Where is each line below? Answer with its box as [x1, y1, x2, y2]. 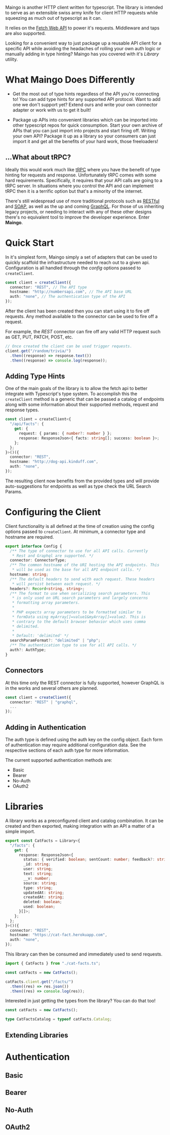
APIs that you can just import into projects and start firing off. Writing [12, 127, 156, 133]
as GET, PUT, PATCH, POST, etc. [5, 334, 73, 340]
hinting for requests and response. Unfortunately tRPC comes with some [5, 172, 157, 178]
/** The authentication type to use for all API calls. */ [10, 643, 137, 648]
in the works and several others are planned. [5, 685, 98, 691]
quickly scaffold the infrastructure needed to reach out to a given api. [5, 259, 150, 265]
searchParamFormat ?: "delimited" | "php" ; [10, 638, 101, 643]
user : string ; [23, 867, 53, 872]
